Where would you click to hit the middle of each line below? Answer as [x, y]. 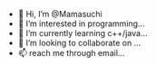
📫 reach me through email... [71, 53]
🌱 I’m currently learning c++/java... [83, 33]
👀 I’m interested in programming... [81, 24]
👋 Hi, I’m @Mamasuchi [60, 14]
